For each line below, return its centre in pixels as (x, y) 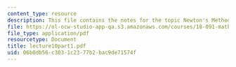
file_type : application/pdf (48, 33)
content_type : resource (42, 14)
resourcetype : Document (42, 40)
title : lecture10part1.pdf (47, 46)
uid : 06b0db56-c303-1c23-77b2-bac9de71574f (72, 53)
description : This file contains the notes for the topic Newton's (108, 20)
